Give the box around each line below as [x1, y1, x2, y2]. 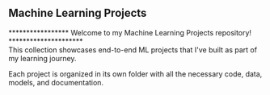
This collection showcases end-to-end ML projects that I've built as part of [8, 44, 257, 55]
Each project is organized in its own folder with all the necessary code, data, [8, 68, 263, 79]
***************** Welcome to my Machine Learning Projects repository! [8, 27, 252, 37]
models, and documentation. [8, 77, 103, 87]
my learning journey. [8, 53, 77, 63]
